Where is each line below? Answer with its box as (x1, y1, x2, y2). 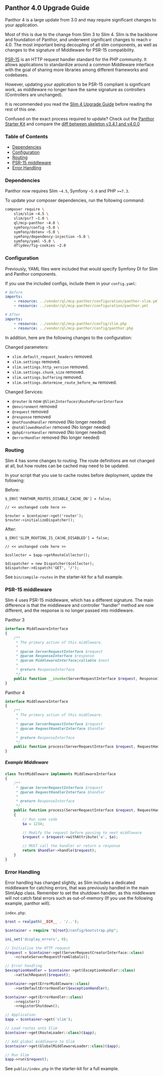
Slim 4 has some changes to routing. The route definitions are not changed (5, 457, 155, 463)
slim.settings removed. (12, 359, 61, 364)
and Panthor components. (5, 271, 57, 277)
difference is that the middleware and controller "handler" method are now (5, 603, 154, 608)
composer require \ (5, 207, 45, 212)
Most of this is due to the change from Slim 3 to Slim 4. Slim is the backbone (5, 31, 158, 37)
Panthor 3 (5, 617, 25, 623)
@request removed (12, 409, 49, 415)
